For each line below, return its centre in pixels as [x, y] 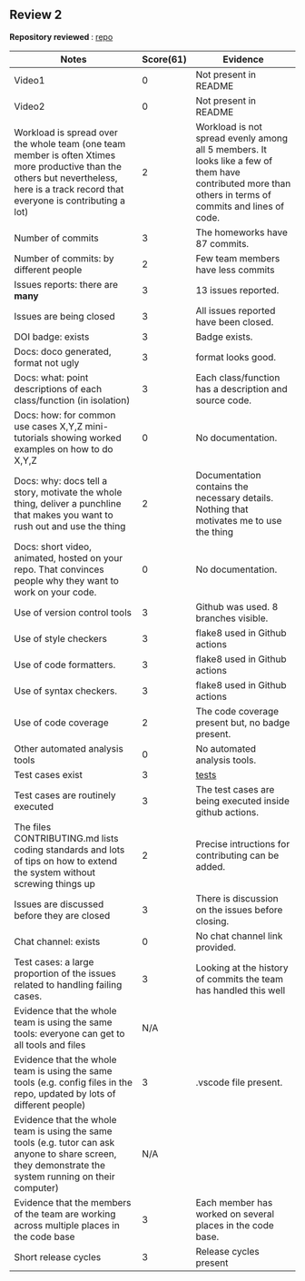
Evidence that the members [73, 1202]
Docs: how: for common [65, 415]
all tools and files [50, 1045]
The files [33, 827]
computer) [36, 1187]
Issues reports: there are [66, 284]
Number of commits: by [64, 258]
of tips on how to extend [66, 861]
